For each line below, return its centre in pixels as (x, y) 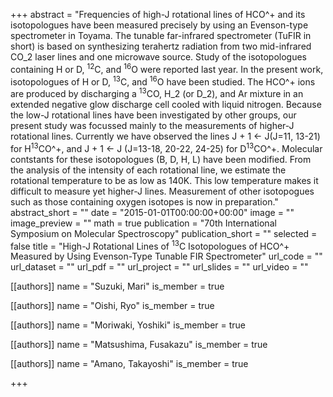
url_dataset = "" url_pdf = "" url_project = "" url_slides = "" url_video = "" (159, 267)
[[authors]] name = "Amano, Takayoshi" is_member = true (129, 364)
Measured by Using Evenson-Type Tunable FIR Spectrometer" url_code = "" (166, 256)
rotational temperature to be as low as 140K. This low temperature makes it (164, 180)
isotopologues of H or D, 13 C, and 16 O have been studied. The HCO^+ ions (163, 81)
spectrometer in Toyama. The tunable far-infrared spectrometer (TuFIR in (161, 35)
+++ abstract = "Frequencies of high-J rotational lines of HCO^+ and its (158, 14)
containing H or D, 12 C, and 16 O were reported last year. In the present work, (167, 68)
